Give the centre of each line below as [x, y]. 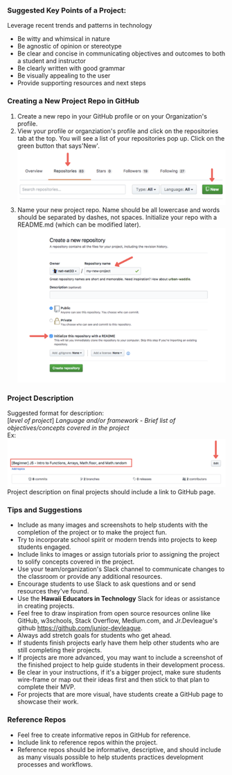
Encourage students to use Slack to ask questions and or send [106, 584]
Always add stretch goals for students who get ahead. [94, 636]
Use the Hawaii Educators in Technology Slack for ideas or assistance [118, 599]
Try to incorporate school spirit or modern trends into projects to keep [117, 540]
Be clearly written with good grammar [71, 69]
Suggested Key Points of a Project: [67, 10]
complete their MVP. [46, 687]
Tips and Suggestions [45, 510]
